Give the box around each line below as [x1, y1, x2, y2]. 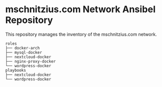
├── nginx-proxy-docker [5, 59, 56, 64]
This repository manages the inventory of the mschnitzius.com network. [5, 31, 157, 37]
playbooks [5, 68, 27, 73]
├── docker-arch [5, 45, 40, 50]
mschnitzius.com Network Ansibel [5, 4, 156, 15]
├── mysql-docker [5, 50, 42, 55]
